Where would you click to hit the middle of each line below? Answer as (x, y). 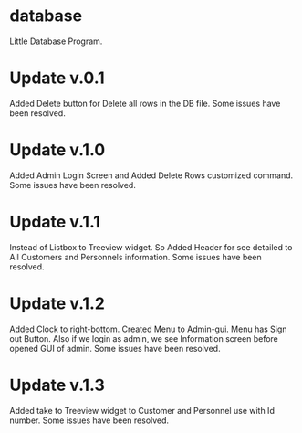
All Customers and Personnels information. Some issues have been (135, 257)
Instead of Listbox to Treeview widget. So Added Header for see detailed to (151, 247)
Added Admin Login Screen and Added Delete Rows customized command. (151, 175)
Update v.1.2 (57, 303)
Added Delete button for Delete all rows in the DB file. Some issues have (145, 103)
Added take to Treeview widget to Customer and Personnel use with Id (142, 410)
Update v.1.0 (57, 150)
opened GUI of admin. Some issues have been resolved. (115, 348)
